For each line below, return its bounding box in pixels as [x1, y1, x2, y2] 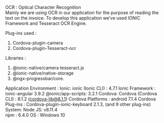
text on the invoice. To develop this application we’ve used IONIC [5, 15, 140, 21]
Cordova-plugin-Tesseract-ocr [12, 45, 77, 51]
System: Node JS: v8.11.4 [5, 107, 58, 112]
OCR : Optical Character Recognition [5, 5, 81, 10]
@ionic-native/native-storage [12, 70, 74, 76]
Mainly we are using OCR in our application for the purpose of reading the [5, 10, 159, 16]
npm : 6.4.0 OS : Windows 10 [5, 112, 66, 118]
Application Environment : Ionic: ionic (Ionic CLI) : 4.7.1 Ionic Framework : [5, 85, 156, 91]
